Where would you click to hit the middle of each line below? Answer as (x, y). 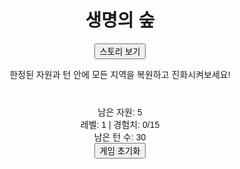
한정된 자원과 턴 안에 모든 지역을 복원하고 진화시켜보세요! (120, 74)
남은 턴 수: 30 (120, 137)
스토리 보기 (120, 51)
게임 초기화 (120, 151)
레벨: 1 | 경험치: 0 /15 (120, 124)
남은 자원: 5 (120, 112)
